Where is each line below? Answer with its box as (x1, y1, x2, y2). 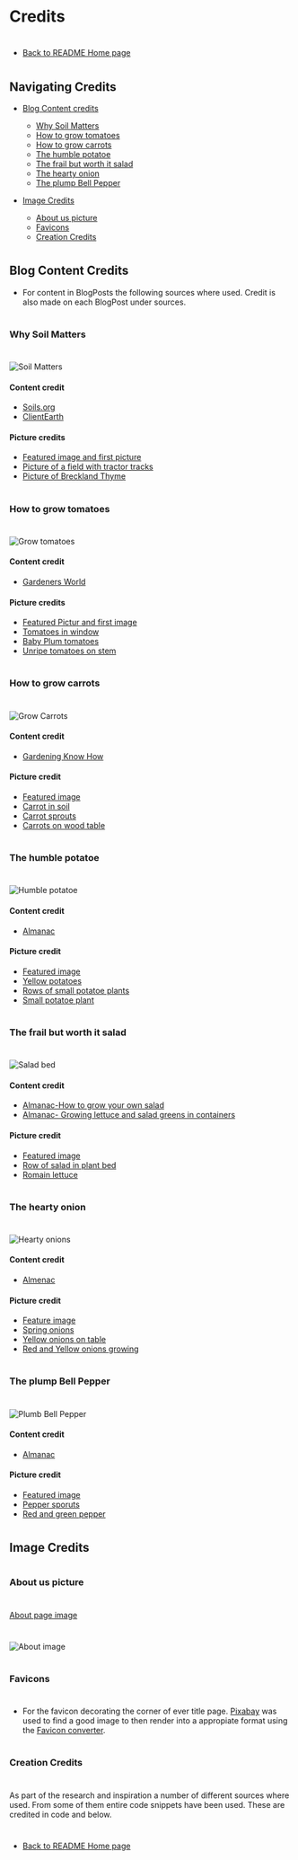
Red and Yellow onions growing (22, 1343, 139, 1354)
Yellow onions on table (22, 1334, 106, 1345)
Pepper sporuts (22, 1499, 81, 1510)
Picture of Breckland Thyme (22, 471, 127, 482)
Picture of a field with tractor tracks (22, 461, 154, 473)
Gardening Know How (22, 750, 104, 761)
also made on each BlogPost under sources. (22, 297, 187, 307)
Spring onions (22, 1324, 74, 1335)
